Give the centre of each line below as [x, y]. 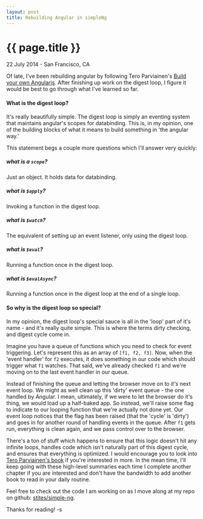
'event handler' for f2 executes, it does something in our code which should [101, 359]
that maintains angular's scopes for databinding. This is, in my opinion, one [100, 123]
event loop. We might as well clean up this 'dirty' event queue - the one [95, 390]
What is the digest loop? [38, 103]
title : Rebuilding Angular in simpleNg [57, 18]
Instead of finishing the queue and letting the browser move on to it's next [98, 383]
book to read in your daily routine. [48, 479]
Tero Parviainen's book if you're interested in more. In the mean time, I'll [96, 460]
